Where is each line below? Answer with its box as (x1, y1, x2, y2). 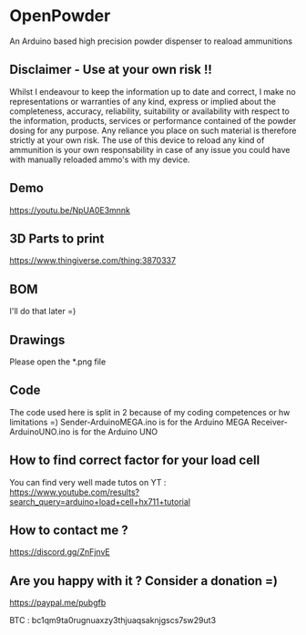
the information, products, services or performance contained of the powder (9, 115, 297, 126)
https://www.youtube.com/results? (9, 486, 139, 497)
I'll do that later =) (9, 306, 76, 317)
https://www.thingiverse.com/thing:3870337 (9, 255, 176, 266)
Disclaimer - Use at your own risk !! (9, 62, 212, 77)
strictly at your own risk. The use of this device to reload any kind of (9, 134, 265, 146)
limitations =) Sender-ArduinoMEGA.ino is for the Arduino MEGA (9, 416, 250, 427)
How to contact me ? (9, 523, 129, 538)
